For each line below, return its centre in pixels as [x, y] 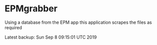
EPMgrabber [31, 9]
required [13, 27]
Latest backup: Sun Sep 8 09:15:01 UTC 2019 [51, 37]
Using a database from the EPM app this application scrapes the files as [78, 22]
